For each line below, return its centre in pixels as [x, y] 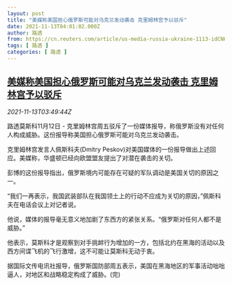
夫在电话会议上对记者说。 [43, 204]
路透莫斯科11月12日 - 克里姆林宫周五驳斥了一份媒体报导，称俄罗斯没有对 [109, 126]
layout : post [26, 13]
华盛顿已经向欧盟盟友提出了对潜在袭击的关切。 [110, 158]
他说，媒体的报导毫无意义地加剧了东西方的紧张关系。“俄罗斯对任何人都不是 [115, 219]
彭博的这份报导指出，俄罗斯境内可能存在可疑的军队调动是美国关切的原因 [110, 173]
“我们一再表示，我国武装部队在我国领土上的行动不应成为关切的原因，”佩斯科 [114, 196]
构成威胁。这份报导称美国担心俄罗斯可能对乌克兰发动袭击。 [98, 135]
